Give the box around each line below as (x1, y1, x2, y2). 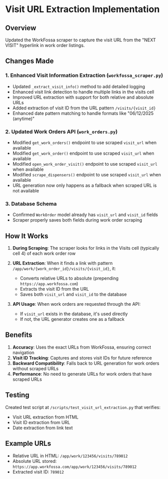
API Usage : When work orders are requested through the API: (12, 301, 141, 307)
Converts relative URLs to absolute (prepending (20, 276, 119, 282)
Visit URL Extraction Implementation (5, 4, 160, 15)
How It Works (5, 232, 49, 240)
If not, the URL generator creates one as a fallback (20, 316, 125, 322)
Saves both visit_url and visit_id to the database (20, 291, 127, 298)
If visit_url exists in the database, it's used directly (20, 311, 128, 317)
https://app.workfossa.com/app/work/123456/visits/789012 (12, 464, 137, 469)
